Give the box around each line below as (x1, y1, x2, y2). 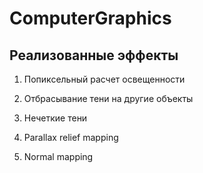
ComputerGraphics (9, 7, 172, 30)
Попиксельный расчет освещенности (23, 73, 186, 85)
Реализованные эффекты (9, 47, 179, 64)
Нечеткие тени (23, 112, 88, 124)
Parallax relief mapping (23, 132, 119, 143)
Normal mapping (23, 151, 94, 162)
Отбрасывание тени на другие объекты (23, 93, 194, 104)
